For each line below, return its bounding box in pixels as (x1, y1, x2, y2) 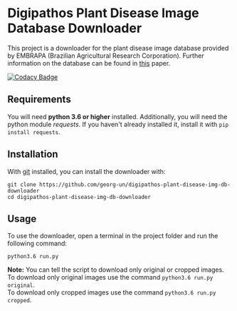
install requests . (7, 127, 60, 136)
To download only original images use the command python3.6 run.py (7, 273, 214, 282)
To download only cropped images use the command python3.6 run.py (7, 288, 216, 297)
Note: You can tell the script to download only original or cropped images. (7, 265, 224, 274)
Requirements (7, 93, 71, 106)
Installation (7, 148, 58, 160)
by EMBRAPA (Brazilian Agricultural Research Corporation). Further (7, 51, 204, 60)
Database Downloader (7, 20, 142, 36)
